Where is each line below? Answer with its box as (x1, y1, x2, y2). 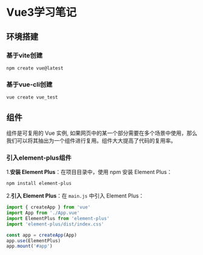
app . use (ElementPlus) (6, 237, 61, 244)
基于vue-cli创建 (6, 80, 53, 88)
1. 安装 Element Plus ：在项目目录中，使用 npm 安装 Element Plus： (6, 169, 173, 176)
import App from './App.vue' (6, 210, 80, 216)
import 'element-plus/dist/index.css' (6, 221, 104, 227)
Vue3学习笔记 (6, 5, 77, 19)
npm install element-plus (6, 181, 72, 187)
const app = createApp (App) (6, 232, 78, 238)
